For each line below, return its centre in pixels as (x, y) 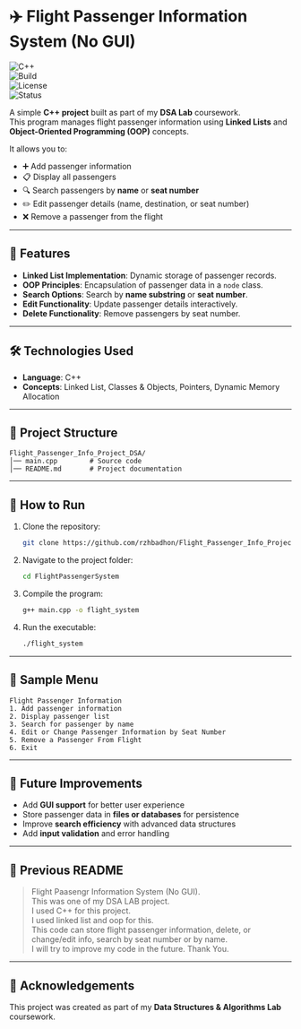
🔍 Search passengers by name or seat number (111, 190)
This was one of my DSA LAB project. (100, 902)
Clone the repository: (61, 527)
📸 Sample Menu (54, 680)
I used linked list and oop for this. (92, 921)
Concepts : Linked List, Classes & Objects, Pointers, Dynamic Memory (151, 386)
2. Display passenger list (60, 716)
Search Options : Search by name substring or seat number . (135, 294)
